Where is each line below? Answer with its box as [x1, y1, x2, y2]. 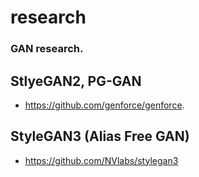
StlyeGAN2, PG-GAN [10, 72, 142, 90]
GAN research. [10, 42, 84, 56]
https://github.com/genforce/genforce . [24, 99, 185, 111]
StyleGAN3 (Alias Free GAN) [10, 128, 190, 145]
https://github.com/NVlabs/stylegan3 [24, 154, 179, 166]
